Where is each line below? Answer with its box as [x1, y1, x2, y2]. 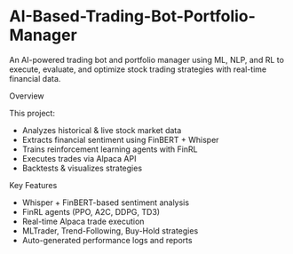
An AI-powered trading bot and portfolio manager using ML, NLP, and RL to [9, 54, 284, 65]
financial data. [9, 73, 61, 83]
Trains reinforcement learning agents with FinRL [21, 144, 198, 155]
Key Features [9, 179, 58, 190]
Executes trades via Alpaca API [21, 153, 137, 163]
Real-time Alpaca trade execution [21, 216, 145, 226]
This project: [9, 107, 56, 118]
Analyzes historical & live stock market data [21, 124, 182, 135]
